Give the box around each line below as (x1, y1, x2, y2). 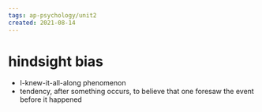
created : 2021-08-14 (8, 19, 77, 27)
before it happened (19, 95, 83, 104)
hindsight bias (8, 52, 104, 70)
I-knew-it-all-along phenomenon (19, 78, 126, 88)
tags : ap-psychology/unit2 (8, 11, 97, 20)
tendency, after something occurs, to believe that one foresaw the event (19, 87, 254, 96)
